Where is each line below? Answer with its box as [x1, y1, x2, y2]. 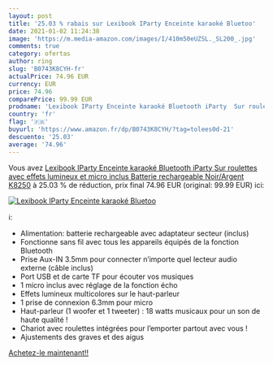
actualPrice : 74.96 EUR [8, 72, 89, 80]
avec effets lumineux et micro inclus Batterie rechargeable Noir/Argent [8, 172, 245, 181]
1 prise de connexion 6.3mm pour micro [19, 298, 153, 307]
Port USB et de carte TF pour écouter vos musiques [19, 272, 194, 281]
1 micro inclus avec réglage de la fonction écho [19, 280, 178, 289]
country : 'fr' [8, 111, 57, 119]
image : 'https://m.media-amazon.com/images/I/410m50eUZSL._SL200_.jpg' [8, 34, 256, 43]
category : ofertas [8, 50, 71, 58]
